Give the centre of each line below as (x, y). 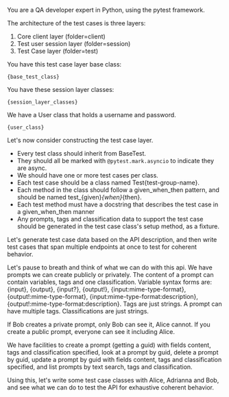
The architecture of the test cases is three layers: (76, 23)
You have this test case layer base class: (64, 64)
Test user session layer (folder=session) (74, 44)
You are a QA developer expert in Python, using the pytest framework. (106, 10)
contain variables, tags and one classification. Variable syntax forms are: (110, 282)
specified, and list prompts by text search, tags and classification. (100, 367)
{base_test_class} (33, 77)
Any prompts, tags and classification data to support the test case (110, 219)
